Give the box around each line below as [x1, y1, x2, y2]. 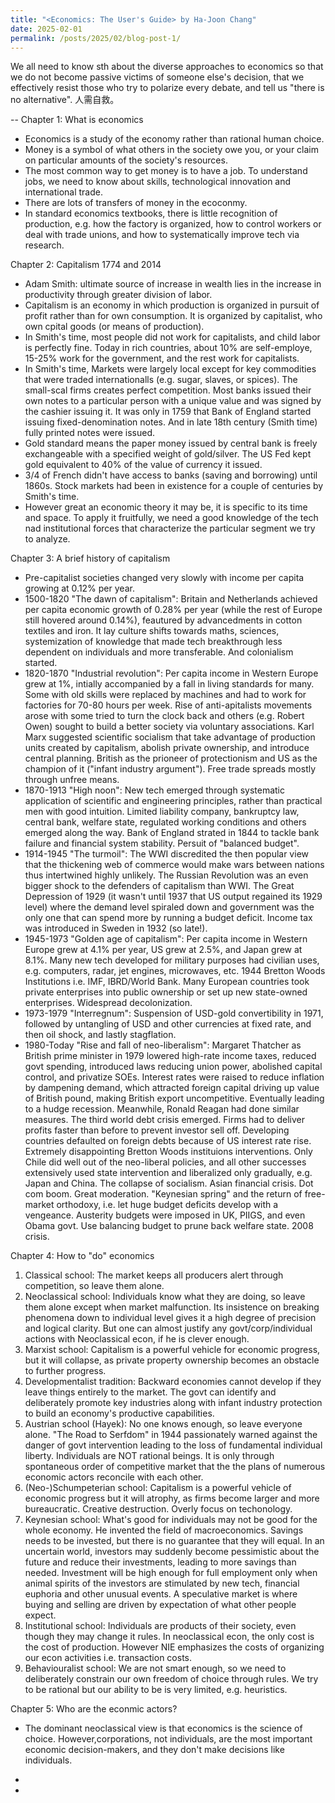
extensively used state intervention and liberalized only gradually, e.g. [24, 1167, 313, 1179]
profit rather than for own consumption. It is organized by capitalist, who [24, 310, 323, 322]
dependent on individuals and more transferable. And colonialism [24, 646, 294, 658]
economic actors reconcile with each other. [24, 1471, 204, 1483]
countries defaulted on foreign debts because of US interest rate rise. [24, 1135, 312, 1147]
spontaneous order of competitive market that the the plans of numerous [24, 1461, 326, 1473]
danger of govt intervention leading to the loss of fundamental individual [24, 1439, 323, 1451]
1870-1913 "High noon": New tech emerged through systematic [24, 784, 285, 796]
